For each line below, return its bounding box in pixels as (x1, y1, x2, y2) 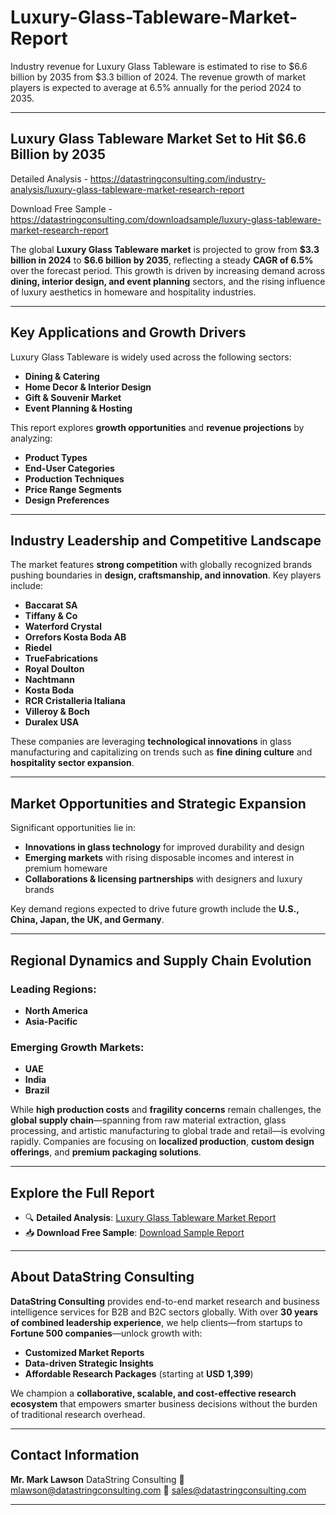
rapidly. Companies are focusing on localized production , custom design (10, 1136, 315, 1148)
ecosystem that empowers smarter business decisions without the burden (10, 1397, 318, 1410)
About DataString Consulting (10, 1269, 195, 1286)
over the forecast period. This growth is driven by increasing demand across (10, 264, 326, 276)
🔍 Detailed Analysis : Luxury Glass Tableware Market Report (24, 1211, 277, 1223)
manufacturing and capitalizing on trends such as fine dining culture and (10, 746, 313, 758)
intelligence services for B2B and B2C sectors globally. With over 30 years (10, 1306, 319, 1318)
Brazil (24, 1084, 50, 1096)
